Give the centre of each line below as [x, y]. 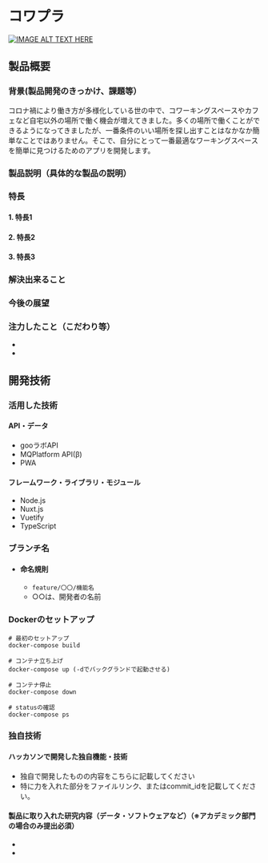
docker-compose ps [39, 715]
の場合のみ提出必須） [43, 826]
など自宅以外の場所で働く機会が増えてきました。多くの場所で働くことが [134, 120]
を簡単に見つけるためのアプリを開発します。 [82, 150]
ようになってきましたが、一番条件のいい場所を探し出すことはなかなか [138, 130]
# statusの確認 [32, 707]
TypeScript [38, 526]
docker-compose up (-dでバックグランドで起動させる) [89, 669]
